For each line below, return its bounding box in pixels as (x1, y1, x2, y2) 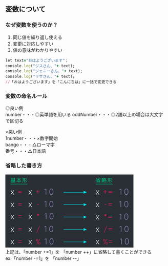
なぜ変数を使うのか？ (5, 22, 58, 29)
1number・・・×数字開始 (5, 135, 58, 141)
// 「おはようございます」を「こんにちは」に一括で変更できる (5, 79, 117, 85)
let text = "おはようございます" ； (5, 58, 69, 63)
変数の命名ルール (5, 92, 48, 99)
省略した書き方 (5, 162, 43, 169)
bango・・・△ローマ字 (5, 141, 55, 148)
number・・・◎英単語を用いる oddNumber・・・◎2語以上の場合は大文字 (5, 112, 163, 118)
